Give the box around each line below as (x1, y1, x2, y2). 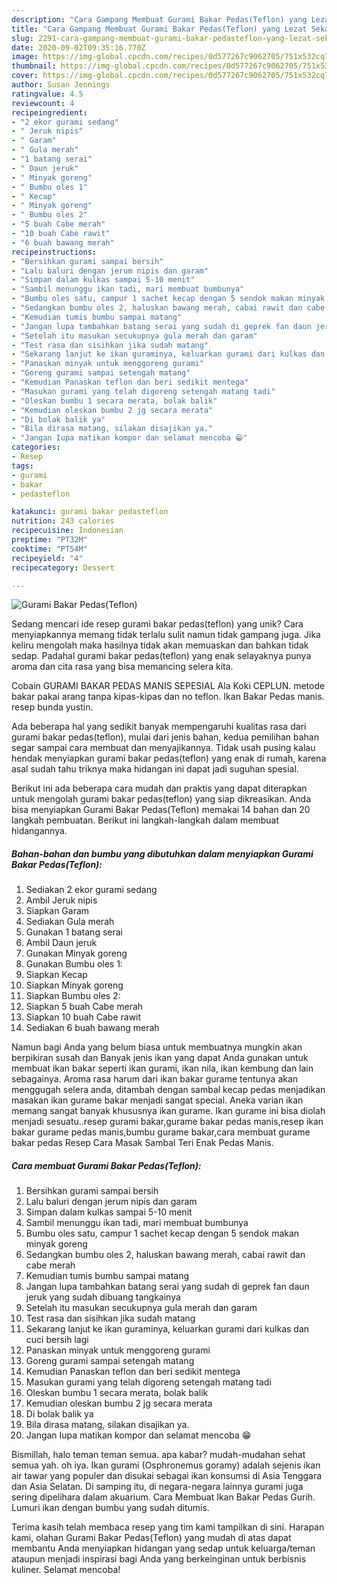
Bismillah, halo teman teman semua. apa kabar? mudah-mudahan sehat (11, 1449, 306, 1461)
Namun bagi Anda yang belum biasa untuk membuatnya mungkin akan (11, 1041, 303, 1053)
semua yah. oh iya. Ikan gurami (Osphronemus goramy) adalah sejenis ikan (11, 1459, 321, 1471)
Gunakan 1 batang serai (25, 926, 123, 938)
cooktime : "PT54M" (11, 544, 88, 554)
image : (11, 52, 39, 62)
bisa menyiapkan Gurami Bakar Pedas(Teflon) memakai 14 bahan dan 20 (11, 804, 311, 816)
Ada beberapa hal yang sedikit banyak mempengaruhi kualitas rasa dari (11, 721, 307, 733)
